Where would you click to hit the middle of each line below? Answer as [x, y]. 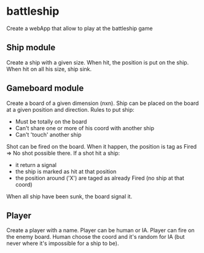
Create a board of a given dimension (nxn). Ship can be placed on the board [103, 103]
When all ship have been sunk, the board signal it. [69, 196]
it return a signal [36, 165]
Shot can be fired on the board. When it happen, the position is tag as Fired [102, 146]
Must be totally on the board [51, 122]
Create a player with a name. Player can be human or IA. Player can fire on [100, 230]
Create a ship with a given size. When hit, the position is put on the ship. [98, 62]
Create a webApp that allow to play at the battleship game [80, 28]
